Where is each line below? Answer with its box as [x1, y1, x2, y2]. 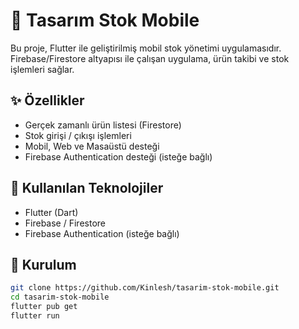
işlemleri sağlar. [10, 63, 75, 75]
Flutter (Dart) [24, 206, 79, 218]
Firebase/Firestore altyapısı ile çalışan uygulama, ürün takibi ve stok [10, 52, 290, 64]
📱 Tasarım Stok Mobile [10, 9, 200, 32]
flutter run [10, 311, 60, 321]
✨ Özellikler [10, 92, 85, 109]
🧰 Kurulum [10, 256, 77, 273]
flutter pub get [10, 302, 78, 312]
